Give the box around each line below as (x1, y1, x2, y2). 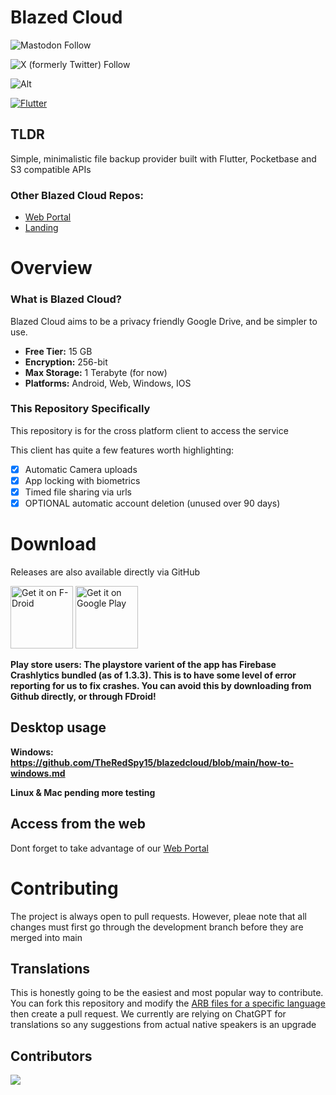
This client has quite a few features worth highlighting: (10, 444, 235, 456)
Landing (24, 222, 59, 234)
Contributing (10, 877, 119, 900)
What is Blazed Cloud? (10, 292, 122, 306)
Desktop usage (10, 719, 107, 736)
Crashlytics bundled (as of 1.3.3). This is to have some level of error (10, 669, 297, 681)
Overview (10, 257, 93, 280)
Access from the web (10, 816, 146, 833)
